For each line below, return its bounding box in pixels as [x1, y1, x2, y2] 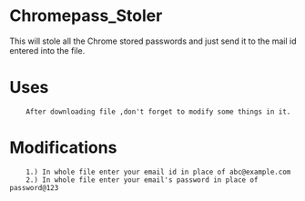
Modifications [9, 137, 117, 158]
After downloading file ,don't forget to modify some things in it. [25, 106, 291, 116]
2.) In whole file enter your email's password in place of [25, 175, 259, 185]
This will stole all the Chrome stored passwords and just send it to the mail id [9, 35, 297, 46]
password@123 [9, 183, 59, 192]
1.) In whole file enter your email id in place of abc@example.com [25, 167, 291, 176]
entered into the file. [9, 45, 86, 55]
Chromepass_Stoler [9, 5, 163, 26]
